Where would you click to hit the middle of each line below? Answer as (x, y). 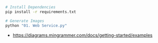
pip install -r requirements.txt (41, 12)
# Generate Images (25, 21)
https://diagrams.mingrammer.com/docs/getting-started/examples (83, 35)
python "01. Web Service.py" (36, 25)
